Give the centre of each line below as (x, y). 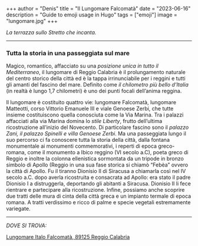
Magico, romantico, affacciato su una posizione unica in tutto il (82, 66)
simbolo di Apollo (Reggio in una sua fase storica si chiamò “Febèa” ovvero (97, 165)
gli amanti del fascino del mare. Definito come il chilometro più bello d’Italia (97, 85)
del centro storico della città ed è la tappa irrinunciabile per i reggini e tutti (96, 78)
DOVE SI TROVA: (27, 225)
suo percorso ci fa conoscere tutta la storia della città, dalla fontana (88, 140)
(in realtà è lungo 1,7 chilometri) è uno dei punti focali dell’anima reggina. (94, 91)
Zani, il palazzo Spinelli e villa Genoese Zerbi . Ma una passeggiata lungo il (96, 134)
